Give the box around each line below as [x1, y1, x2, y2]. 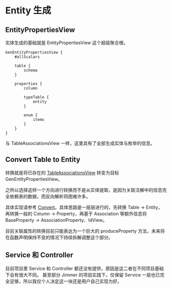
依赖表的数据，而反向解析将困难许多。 [9, 193, 91, 199]
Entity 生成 [5, 5, 51, 16]
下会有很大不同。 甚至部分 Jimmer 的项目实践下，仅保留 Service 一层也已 [5, 272, 160, 278]
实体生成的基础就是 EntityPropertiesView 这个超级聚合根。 [5, 39, 128, 46]
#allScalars [14, 54, 40, 59]
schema [24, 68, 38, 73]
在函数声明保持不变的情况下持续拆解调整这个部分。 [5, 234, 113, 240]
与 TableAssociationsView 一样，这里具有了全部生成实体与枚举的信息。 [5, 140, 155, 146]
